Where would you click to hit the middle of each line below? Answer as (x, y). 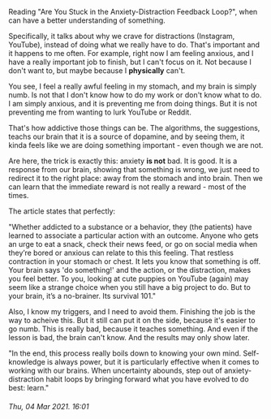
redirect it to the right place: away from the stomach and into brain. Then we (136, 178)
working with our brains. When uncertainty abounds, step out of (116, 370)
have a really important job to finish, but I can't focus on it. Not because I (130, 62)
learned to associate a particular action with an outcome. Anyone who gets (133, 235)
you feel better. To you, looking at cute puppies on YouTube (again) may (129, 279)
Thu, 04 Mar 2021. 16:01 (49, 406)
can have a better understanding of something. (87, 20)
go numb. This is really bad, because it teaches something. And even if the (133, 329)
